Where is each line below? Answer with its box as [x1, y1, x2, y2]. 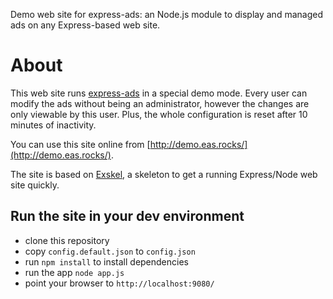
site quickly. [10, 179, 60, 191]
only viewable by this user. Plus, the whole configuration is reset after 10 [10, 108, 308, 120]
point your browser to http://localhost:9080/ [24, 277, 215, 289]
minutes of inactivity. [10, 119, 97, 131]
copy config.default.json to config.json [24, 245, 196, 257]
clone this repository [24, 234, 110, 246]
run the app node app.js [24, 266, 125, 278]
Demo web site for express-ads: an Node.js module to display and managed [10, 9, 323, 20]
